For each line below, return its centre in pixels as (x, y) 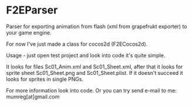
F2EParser (32, 10)
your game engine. (29, 32)
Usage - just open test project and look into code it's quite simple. (86, 55)
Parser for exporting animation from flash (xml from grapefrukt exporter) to (97, 26)
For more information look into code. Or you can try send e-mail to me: (92, 90)
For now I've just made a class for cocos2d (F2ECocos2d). (77, 44)
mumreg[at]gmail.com (33, 97)
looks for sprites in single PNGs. (45, 79)
